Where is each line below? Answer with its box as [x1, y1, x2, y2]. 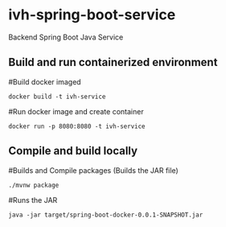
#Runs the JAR [8, 195, 58, 204]
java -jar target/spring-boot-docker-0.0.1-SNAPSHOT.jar [8, 211, 203, 219]
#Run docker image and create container [8, 106, 144, 116]
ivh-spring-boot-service [8, 6, 176, 24]
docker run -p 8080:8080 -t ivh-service [8, 122, 146, 130]
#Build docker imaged [8, 76, 82, 86]
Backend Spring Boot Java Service [8, 32, 124, 42]
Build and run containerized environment [8, 56, 218, 69]
